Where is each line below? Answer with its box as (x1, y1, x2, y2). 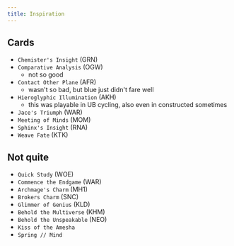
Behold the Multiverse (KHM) (17, 208, 105, 216)
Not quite (7, 151, 49, 163)
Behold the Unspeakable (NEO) (17, 216, 107, 224)
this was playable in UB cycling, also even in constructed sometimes (28, 101, 228, 109)
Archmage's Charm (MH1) (17, 185, 88, 194)
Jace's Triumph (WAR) (17, 108, 83, 117)
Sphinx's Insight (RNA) (17, 123, 88, 132)
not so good (28, 70, 64, 79)
